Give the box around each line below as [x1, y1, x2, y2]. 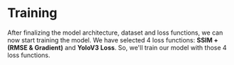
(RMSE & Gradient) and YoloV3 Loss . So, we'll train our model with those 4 [7, 43, 227, 52]
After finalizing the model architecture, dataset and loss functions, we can [7, 28, 223, 37]
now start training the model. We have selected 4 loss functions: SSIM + [7, 35, 218, 44]
